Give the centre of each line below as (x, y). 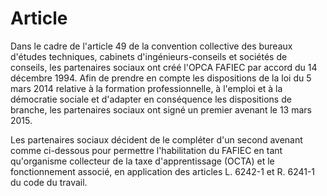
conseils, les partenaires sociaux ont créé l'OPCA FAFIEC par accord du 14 (164, 67)
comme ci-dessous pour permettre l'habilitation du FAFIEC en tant (146, 150)
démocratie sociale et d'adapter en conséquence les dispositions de (151, 99)
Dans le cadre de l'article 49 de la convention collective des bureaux (151, 46)
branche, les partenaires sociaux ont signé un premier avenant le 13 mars (161, 109)
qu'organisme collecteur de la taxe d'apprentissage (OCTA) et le (142, 161)
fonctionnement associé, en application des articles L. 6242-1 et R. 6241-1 (163, 171)
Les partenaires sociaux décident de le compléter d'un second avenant (156, 139)
